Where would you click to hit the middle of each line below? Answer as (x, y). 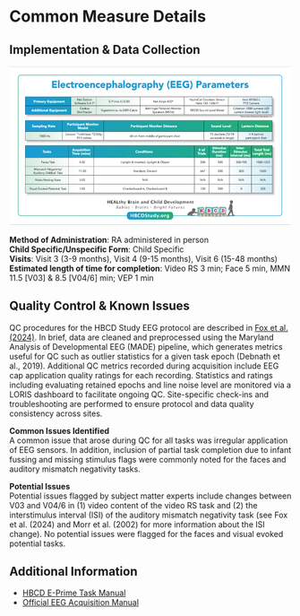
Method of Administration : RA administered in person (109, 239)
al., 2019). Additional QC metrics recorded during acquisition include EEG (144, 366)
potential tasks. (38, 543)
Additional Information (73, 571)
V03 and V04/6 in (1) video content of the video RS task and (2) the (133, 505)
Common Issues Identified (60, 430)
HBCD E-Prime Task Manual (74, 593)
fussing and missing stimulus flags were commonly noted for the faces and (148, 459)
